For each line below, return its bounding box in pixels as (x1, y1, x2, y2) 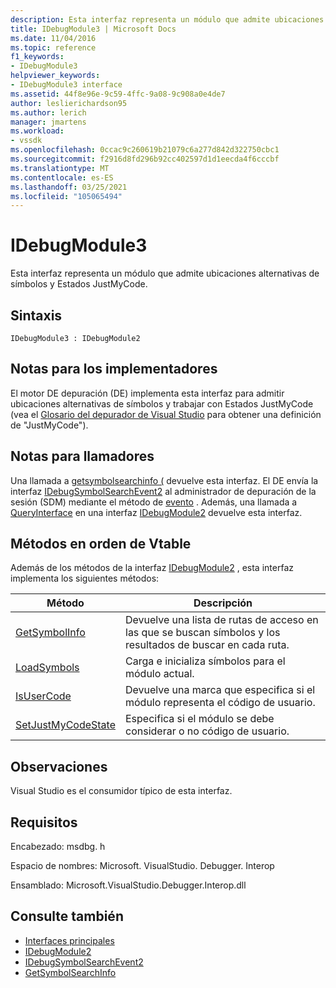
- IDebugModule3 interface (10, 80, 123, 90)
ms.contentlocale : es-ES (10, 172, 114, 183)
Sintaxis (10, 307, 63, 324)
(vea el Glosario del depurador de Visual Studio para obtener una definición (10, 408, 322, 420)
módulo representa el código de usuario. (125, 696, 316, 710)
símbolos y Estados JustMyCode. (10, 278, 148, 290)
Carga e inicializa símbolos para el (125, 654, 286, 668)
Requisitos (10, 814, 78, 831)
